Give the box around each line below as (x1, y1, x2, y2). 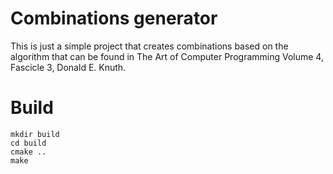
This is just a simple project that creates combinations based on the (10, 40, 289, 52)
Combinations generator (10, 7, 218, 30)
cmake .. (10, 147, 47, 157)
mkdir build (10, 129, 60, 139)
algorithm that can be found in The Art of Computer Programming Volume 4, (10, 50, 324, 62)
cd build (10, 138, 47, 148)
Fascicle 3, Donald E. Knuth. (10, 61, 127, 73)
